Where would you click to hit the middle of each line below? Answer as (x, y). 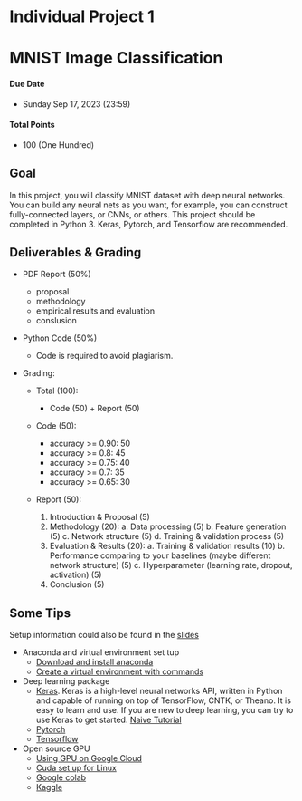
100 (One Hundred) (58, 145)
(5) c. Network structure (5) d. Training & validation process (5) (167, 536)
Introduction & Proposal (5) (100, 517)
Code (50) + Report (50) (94, 409)
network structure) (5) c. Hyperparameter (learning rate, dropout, (171, 565)
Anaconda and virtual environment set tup (100, 652)
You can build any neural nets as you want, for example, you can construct (148, 205)
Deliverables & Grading (75, 252)
